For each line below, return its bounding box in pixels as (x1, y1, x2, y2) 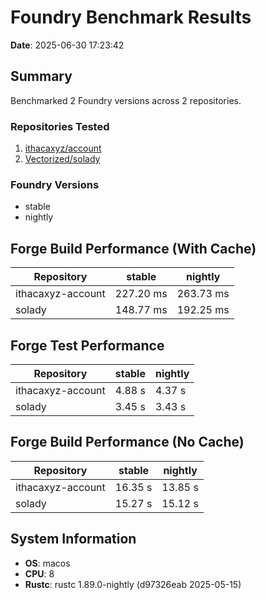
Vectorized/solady (24, 153, 101, 165)
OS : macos (24, 557, 71, 569)
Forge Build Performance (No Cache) (10, 434, 245, 451)
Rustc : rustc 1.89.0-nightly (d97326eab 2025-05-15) (24, 578, 242, 590)
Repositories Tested (10, 119, 110, 133)
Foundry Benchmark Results (10, 6, 252, 29)
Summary (10, 68, 73, 85)
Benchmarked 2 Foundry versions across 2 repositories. (10, 94, 242, 106)
